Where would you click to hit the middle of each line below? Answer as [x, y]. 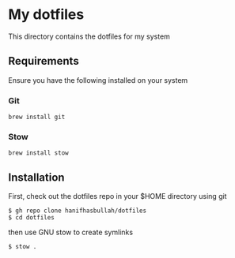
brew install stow [38, 153]
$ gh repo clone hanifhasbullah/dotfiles [78, 211]
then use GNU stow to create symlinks [70, 232]
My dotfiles [46, 15]
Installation [36, 177]
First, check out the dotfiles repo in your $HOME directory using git [117, 196]
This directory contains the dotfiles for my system [89, 36]
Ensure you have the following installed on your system [98, 80]
